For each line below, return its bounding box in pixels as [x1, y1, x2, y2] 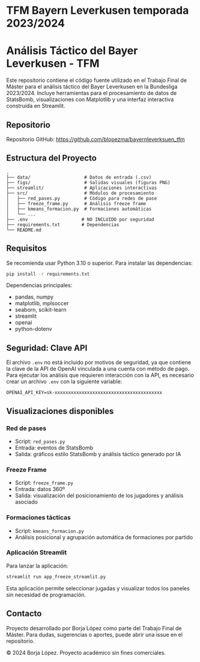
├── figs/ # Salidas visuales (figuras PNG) [6, 179, 171, 185]
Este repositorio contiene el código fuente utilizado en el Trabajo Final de [6, 76, 187, 84]
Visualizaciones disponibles [6, 406, 114, 416]
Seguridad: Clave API [6, 342, 88, 353]
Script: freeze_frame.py [14, 479, 74, 486]
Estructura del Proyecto [6, 153, 97, 163]
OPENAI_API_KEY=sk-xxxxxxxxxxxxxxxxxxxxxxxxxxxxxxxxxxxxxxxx [6, 389, 163, 396]
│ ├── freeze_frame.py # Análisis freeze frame [6, 200, 147, 206]
